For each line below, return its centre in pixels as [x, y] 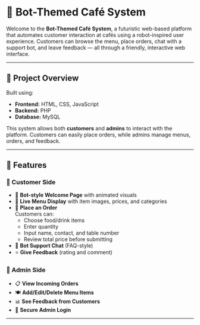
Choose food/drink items [54, 220]
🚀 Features [26, 165]
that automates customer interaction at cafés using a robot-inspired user [95, 35]
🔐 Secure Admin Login [43, 310]
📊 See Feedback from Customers [57, 301]
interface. [18, 54]
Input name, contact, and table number [71, 233]
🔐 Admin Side [26, 270]
